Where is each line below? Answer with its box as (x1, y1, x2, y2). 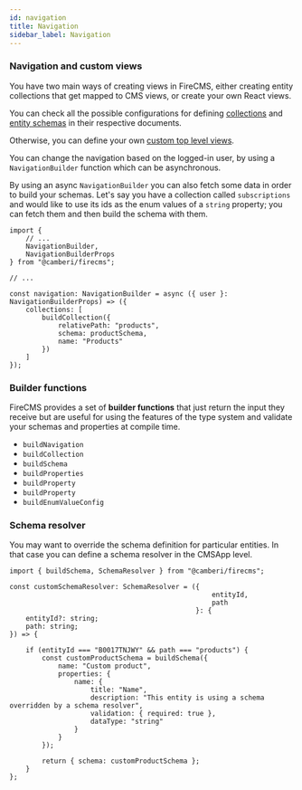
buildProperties (22, 469, 84, 478)
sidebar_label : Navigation (9, 30, 111, 39)
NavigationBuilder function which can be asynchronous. (9, 162, 222, 173)
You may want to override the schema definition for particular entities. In (9, 539, 278, 550)
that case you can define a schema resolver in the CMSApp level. (9, 549, 253, 560)
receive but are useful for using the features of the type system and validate (9, 411, 293, 422)
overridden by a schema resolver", (9, 701, 144, 710)
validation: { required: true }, (90, 709, 217, 719)
